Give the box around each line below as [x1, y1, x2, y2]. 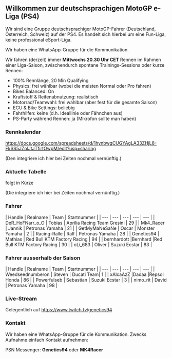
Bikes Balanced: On [12, 88, 54, 94]
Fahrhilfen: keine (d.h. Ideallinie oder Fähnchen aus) [12, 110, 123, 116]
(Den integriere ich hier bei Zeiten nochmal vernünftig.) [5, 155, 122, 162]
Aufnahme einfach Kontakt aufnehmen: [5, 336, 88, 343]
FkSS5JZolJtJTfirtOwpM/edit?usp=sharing [5, 146, 97, 152]
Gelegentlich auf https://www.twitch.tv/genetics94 [5, 307, 112, 313]
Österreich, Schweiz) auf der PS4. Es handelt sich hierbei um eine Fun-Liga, [5, 31, 166, 37]
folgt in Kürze [5, 180, 34, 186]
